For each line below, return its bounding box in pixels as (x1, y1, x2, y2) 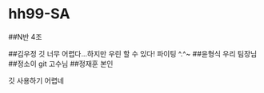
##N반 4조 (8, 32, 42, 41)
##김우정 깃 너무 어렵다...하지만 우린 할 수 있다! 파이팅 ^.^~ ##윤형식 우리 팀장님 (8, 48, 258, 58)
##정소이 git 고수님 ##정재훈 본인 (8, 59, 114, 68)
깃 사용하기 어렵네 (8, 76, 64, 85)
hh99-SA (8, 5, 70, 23)
